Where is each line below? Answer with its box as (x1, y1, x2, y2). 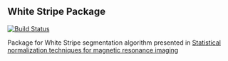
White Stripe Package (7, 6, 106, 18)
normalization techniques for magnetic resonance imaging (7, 45, 179, 54)
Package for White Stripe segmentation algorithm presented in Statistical (7, 38, 221, 47)
